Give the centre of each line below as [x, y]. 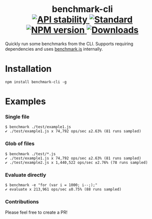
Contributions [22, 201]
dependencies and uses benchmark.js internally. [54, 49]
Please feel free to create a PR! [36, 213]
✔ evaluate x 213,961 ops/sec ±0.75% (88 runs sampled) [63, 189]
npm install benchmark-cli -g [36, 82]
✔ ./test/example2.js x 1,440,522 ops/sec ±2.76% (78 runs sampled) [76, 162]
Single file [17, 117]
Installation [28, 69]
